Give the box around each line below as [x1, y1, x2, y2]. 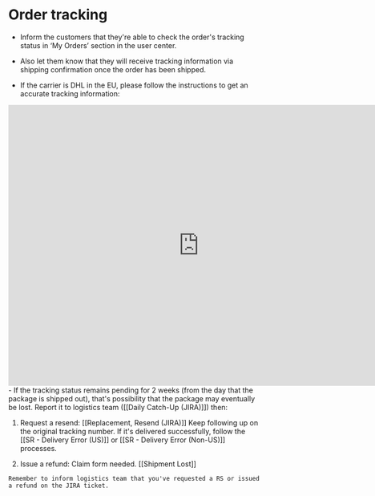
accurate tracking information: [19, 88, 120, 98]
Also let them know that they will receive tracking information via [19, 56, 234, 66]
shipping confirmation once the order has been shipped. [19, 64, 207, 74]
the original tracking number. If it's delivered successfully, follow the [19, 426, 246, 436]
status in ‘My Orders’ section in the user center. [19, 40, 177, 50]
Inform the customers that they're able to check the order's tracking [19, 32, 244, 42]
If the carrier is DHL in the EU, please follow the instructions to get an [19, 80, 248, 90]
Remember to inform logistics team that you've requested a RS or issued [8, 474, 260, 482]
